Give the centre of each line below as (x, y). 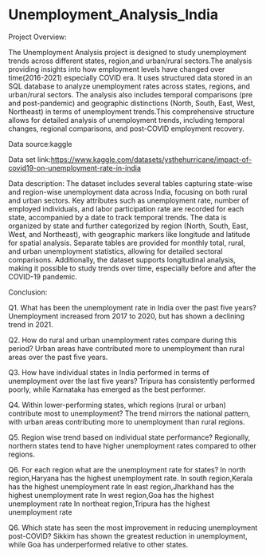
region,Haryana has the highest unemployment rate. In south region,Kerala (131, 478)
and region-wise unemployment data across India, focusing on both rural (128, 192)
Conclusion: (28, 292)
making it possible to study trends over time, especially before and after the (132, 268)
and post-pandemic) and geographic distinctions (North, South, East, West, (132, 103)
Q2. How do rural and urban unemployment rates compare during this (123, 340)
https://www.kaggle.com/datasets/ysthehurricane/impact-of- (151, 159)
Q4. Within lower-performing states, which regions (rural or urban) (117, 405)
